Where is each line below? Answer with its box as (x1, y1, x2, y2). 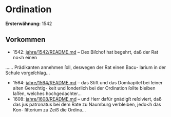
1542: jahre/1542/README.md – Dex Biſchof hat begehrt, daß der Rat (12, 49, 158, 55)
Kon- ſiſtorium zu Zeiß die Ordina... (12, 106, 86, 113)
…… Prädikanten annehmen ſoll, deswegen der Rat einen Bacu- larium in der (5, 64, 166, 70)
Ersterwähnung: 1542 (5, 20, 52, 27)
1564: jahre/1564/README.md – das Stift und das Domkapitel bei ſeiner (12, 79, 163, 85)
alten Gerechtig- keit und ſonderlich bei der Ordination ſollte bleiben (12, 85, 156, 91)
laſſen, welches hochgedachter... (12, 90, 82, 97)
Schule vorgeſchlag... (5, 69, 50, 76)
